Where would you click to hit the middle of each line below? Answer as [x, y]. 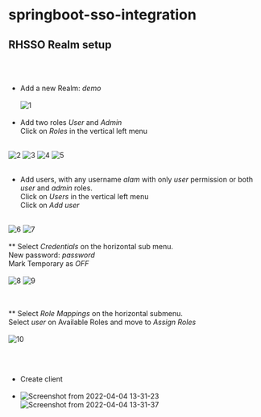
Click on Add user [50, 205]
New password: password [52, 255]
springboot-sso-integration [103, 15]
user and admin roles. [56, 188]
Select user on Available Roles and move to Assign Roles [102, 322]
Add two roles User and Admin [71, 122]
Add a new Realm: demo [60, 88]
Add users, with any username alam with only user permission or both [137, 179]
